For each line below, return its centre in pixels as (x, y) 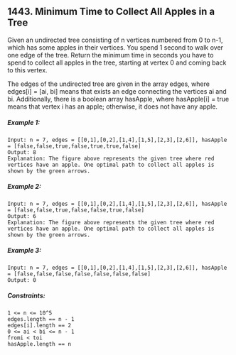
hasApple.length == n (39, 344)
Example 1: (24, 123)
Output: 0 (22, 280)
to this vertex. (27, 70)
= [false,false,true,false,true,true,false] (74, 146)
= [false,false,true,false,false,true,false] (76, 210)
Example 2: (24, 187)
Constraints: (26, 296)
